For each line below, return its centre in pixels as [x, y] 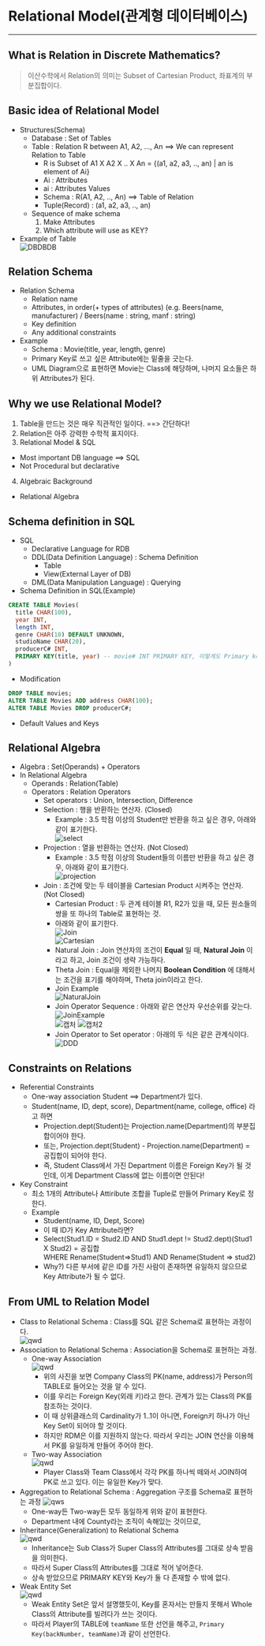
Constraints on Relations [70, 1068]
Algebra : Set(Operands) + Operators [80, 767]
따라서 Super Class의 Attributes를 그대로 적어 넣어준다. [117, 1567]
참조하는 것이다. [67, 1405]
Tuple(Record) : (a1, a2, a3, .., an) [97, 205]
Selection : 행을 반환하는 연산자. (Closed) [108, 810]
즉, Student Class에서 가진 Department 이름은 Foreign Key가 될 [143, 1166]
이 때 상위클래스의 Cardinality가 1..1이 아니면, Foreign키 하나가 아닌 [147, 1416]
